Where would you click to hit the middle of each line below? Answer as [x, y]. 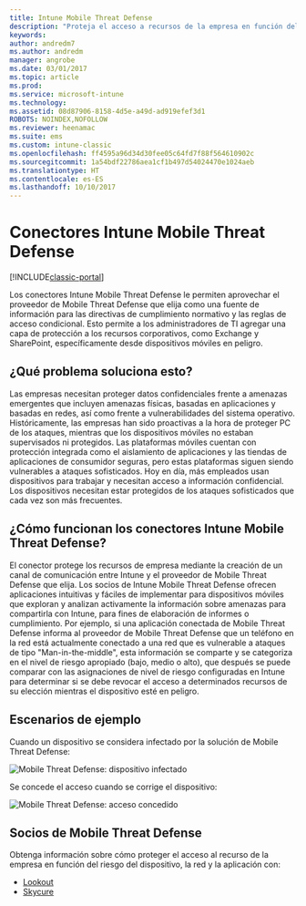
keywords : [28, 35]
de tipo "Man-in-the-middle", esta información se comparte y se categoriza [151, 652]
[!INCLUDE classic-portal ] [57, 277]
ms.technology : [38, 103]
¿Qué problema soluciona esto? [101, 371]
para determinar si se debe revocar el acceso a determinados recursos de [148, 681]
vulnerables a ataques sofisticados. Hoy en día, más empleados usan [139, 471]
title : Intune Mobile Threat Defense [81, 18]
